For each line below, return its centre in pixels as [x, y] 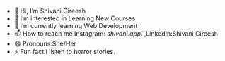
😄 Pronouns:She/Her [45, 43]
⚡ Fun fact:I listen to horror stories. [64, 52]
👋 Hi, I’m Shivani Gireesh [50, 11]
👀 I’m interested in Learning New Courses [75, 18]
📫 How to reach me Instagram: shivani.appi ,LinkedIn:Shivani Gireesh [116, 34]
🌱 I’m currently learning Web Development [76, 26]
